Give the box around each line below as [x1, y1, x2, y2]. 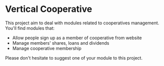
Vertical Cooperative [5, 3, 93, 15]
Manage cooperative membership [12, 45, 82, 51]
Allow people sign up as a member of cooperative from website [12, 35, 142, 41]
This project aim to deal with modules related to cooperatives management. [5, 20, 160, 26]
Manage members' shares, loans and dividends [12, 40, 109, 46]
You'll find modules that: [5, 25, 55, 31]
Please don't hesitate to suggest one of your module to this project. [5, 55, 143, 61]
